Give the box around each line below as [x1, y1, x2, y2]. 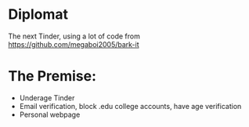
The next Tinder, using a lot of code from [8, 31, 141, 41]
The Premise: [8, 67, 96, 85]
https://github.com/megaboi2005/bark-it [8, 39, 139, 49]
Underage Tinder [19, 93, 75, 103]
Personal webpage [19, 110, 81, 119]
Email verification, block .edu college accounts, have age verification [19, 101, 242, 111]
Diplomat [8, 5, 69, 24]
